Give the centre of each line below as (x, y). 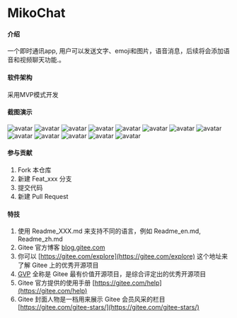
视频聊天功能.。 (42, 60)
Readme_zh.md (40, 239)
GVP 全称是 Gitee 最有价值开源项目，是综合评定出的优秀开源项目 (112, 274)
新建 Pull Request (43, 197)
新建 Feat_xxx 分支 (45, 179)
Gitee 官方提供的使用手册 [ (56, 283)
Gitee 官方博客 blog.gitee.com (61, 248)
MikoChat (36, 13)
